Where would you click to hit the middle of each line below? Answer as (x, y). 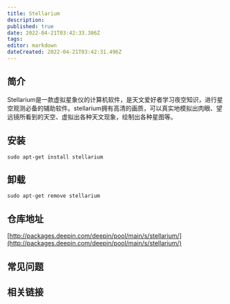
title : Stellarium (33, 13)
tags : (15, 39)
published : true (30, 26)
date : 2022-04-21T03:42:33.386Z (54, 33)
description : (26, 20)
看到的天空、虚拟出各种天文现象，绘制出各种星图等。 (101, 116)
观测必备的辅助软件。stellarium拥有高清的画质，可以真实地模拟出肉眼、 (114, 108)
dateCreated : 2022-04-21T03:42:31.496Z (65, 52)
